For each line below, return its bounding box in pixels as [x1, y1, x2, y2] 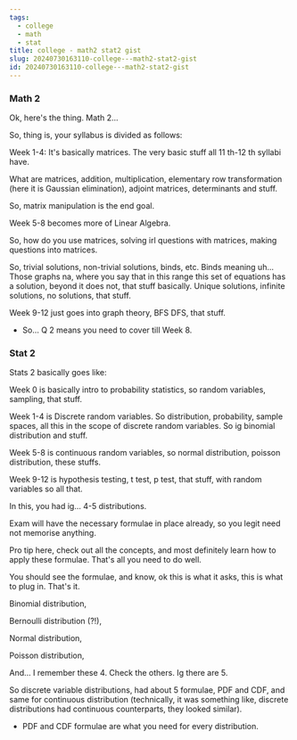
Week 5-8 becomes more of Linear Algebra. [9, 218, 171, 228]
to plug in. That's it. [9, 581, 80, 592]
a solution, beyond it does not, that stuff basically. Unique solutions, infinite [9, 281, 285, 292]
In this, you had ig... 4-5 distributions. [9, 501, 147, 512]
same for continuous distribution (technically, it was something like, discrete [9, 695, 289, 705]
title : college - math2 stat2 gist [9, 46, 142, 55]
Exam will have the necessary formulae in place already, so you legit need [9, 518, 281, 529]
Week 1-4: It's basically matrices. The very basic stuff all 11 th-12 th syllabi [9, 147, 282, 158]
